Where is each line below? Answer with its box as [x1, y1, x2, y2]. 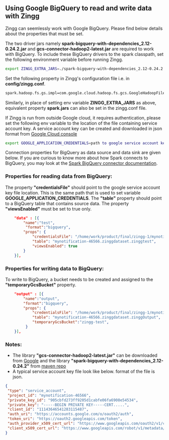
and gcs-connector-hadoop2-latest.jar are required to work [27, 45, 154, 52]
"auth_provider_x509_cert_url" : [7, 421, 75, 426]
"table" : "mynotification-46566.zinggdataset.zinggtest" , [32, 239, 156, 244]
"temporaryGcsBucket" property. [5, 282, 76, 288]
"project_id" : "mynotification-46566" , [7, 393, 92, 398]
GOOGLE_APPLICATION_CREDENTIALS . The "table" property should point [5, 195, 162, 201]
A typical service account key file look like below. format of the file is [12, 368, 155, 374]
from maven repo [30, 363, 66, 369]
